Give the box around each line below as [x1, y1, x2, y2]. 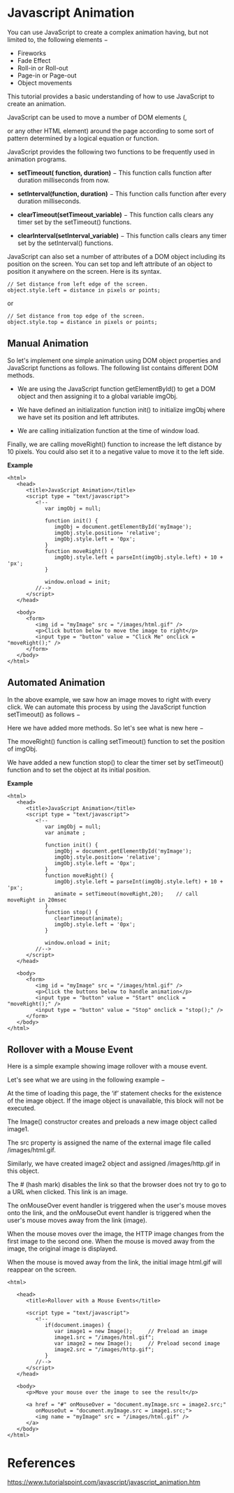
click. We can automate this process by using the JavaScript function [7, 703, 207, 711]
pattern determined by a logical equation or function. [7, 134, 159, 142]
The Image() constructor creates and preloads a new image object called [7, 1117, 217, 1126]
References [7, 1455, 75, 1471]
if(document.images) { [44, 1322, 111, 1329]
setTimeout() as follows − [7, 710, 81, 719]
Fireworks [17, 49, 47, 57]
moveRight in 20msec [7, 896, 68, 904]
